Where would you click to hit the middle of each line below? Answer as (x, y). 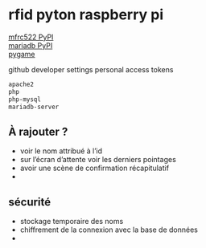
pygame (22, 54)
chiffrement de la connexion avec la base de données (109, 230)
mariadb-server (34, 107)
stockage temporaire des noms (72, 222)
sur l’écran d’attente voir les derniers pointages (98, 160)
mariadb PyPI (31, 45)
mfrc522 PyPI (31, 37)
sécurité (30, 202)
